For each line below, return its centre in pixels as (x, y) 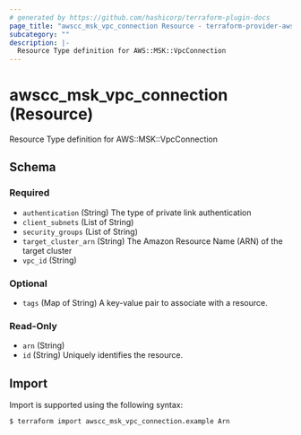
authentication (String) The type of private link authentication (137, 213)
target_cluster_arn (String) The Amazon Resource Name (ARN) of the (153, 241)
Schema (33, 167)
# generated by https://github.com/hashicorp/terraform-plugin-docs (140, 17)
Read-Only (34, 326)
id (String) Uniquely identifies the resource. (103, 355)
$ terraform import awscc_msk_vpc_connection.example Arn (120, 422)
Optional (28, 283)
